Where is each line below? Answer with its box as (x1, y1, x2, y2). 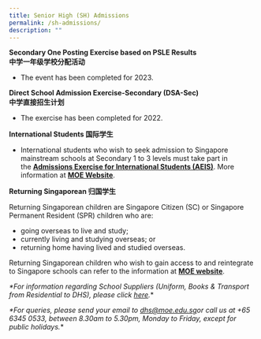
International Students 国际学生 (9, 129, 114, 139)
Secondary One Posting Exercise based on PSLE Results (9, 48, 197, 58)
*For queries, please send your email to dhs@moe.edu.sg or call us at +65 (9, 305, 251, 315)
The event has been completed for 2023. (20, 73, 154, 83)
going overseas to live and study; (20, 226, 129, 236)
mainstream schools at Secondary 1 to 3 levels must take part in (20, 154, 228, 163)
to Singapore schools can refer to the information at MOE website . (9, 266, 226, 276)
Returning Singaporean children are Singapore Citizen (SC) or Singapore (9, 203, 244, 212)
